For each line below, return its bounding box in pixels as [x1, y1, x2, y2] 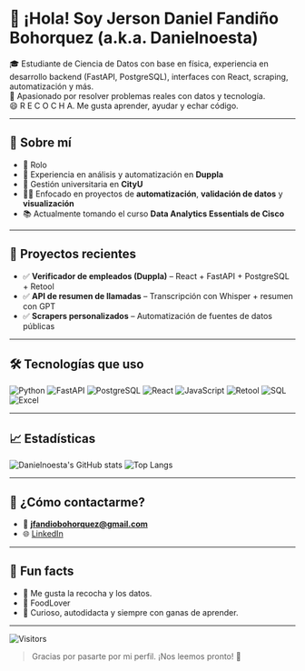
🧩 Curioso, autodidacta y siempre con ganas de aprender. [22, 606, 239, 617]
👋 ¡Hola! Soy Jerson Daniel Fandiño [9, 8, 280, 29]
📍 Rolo [22, 159, 47, 170]
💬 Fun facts [9, 564, 74, 579]
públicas [22, 320, 55, 331]
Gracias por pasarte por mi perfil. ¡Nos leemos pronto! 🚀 [31, 650, 242, 662]
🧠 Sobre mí [9, 135, 72, 151]
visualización [22, 197, 74, 208]
